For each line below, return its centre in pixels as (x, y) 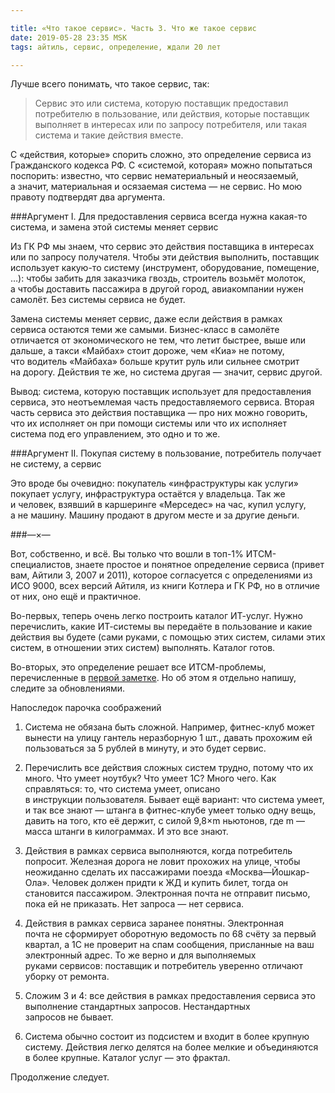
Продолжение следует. (60, 1077)
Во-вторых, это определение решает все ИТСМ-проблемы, (138, 667)
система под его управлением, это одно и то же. (115, 434)
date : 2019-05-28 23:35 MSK (69, 37)
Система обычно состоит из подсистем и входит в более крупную (167, 1037)
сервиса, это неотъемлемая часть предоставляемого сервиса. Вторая (162, 402)
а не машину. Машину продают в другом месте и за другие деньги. (155, 515)
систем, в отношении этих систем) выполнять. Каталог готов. (143, 648)
